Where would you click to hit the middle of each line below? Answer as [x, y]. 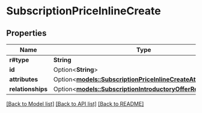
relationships [29, 89]
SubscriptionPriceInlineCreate [84, 11]
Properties [26, 33]
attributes [23, 79]
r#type [19, 60]
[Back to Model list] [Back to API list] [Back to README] [75, 104]
